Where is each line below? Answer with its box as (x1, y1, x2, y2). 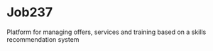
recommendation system (6, 35, 80, 43)
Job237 (6, 4, 53, 21)
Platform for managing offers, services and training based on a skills (6, 28, 207, 36)
